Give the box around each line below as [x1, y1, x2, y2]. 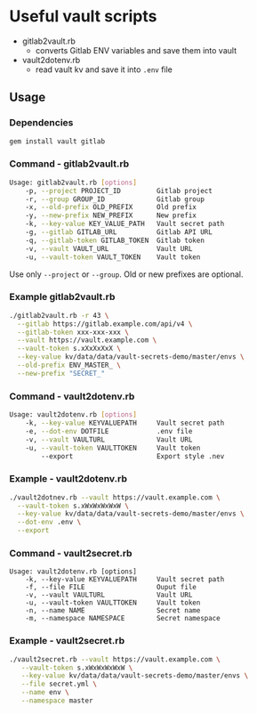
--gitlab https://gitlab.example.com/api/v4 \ [17, 319, 193, 329]
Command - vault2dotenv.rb [9, 390, 135, 402]
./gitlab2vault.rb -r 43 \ [9, 311, 109, 320]
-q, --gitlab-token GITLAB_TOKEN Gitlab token [25, 236, 205, 245]
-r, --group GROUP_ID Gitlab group [25, 194, 205, 204]
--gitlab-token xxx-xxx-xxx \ [17, 328, 129, 337]
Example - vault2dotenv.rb [9, 473, 127, 485]
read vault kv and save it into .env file [35, 64, 173, 75]
